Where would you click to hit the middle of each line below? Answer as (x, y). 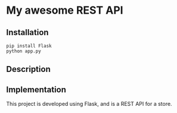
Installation (27, 32)
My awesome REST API (65, 10)
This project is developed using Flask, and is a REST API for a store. (89, 104)
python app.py (24, 51)
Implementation (36, 90)
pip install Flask (29, 46)
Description (28, 69)
